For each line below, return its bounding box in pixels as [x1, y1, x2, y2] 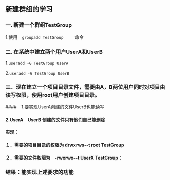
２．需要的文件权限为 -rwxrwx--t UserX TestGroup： [5, 154, 123, 161]
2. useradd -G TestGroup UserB [5, 70, 69, 76]
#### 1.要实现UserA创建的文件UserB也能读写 [5, 104, 105, 110]
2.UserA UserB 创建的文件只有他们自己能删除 [5, 117, 105, 123]
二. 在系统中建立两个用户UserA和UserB [5, 48, 103, 55]
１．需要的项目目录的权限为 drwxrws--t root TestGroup [5, 142, 124, 148]
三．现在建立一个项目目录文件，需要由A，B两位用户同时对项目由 [5, 83, 165, 91]
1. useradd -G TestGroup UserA [5, 60, 68, 66]
